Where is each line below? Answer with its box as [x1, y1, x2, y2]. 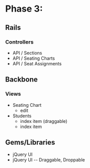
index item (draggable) [20, 118, 68, 124]
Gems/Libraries [5, 138, 56, 147]
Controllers [5, 38, 34, 46]
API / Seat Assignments [12, 60, 62, 66]
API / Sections [12, 50, 42, 56]
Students [12, 112, 32, 119]
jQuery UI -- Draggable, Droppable [12, 157, 85, 163]
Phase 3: [5, 3, 43, 15]
